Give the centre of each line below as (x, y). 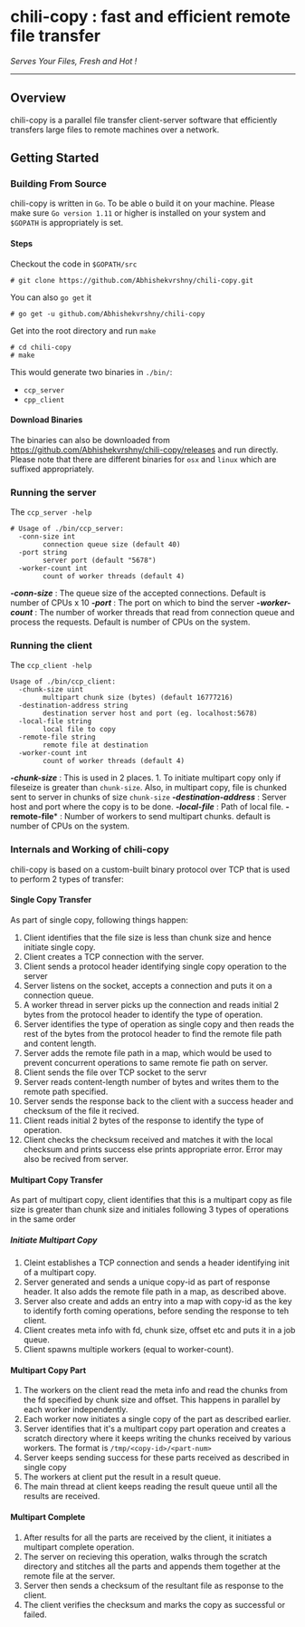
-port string (43, 553)
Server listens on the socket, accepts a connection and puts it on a (148, 985)
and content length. (60, 1043)
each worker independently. (76, 1409)
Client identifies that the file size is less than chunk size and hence (148, 937)
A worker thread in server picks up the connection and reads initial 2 (151, 1004)
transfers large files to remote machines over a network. (115, 130)
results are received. (62, 1496)
